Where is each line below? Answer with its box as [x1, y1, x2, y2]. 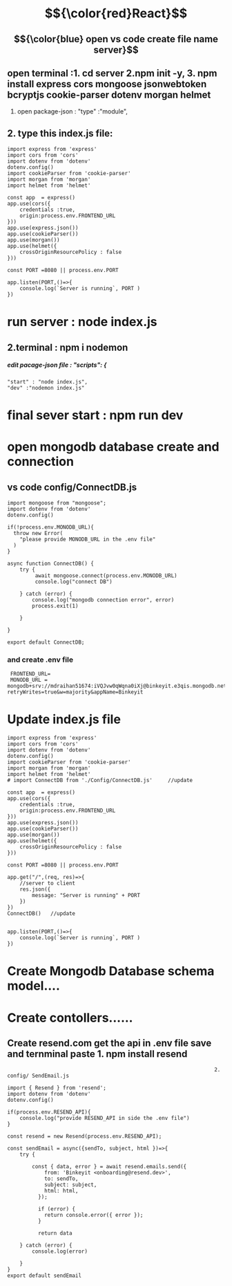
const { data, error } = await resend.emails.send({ [32, 1163, 187, 1170]
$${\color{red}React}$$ [44, 6, 188, 21]
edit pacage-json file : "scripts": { [7, 361, 107, 369]
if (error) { [37, 1206, 76, 1213]
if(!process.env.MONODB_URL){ [7, 523, 95, 531]
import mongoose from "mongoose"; [7, 499, 107, 507]
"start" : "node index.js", [7, 378, 88, 386]
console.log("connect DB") [35, 578, 113, 585]
